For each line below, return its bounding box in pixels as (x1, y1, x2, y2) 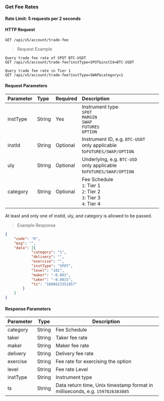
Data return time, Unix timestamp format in (55, 382, 153, 389)
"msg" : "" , (14, 241, 36, 246)
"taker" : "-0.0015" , (31, 277, 73, 282)
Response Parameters (5, 306, 51, 312)
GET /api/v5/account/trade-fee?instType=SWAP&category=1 (5, 72, 123, 78)
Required (55, 95, 77, 102)
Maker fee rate (55, 342, 89, 349)
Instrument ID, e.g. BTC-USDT (82, 136, 145, 142)
